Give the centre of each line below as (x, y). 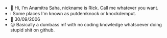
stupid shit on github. (32, 30)
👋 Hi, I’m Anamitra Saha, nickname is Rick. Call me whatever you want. (84, 8)
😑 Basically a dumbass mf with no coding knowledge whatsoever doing (86, 25)
